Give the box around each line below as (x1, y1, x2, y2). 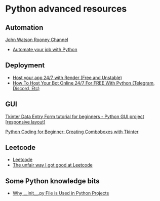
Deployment (5, 61, 45, 70)
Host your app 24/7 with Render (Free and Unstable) (12, 74, 123, 81)
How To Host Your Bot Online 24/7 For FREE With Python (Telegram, (12, 79, 155, 86)
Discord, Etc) (12, 85, 40, 91)
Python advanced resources (5, 3, 127, 15)
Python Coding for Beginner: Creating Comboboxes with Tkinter (5, 129, 139, 135)
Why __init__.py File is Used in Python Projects (12, 190, 109, 196)
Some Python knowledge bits (5, 177, 100, 185)
